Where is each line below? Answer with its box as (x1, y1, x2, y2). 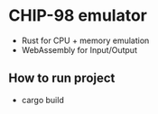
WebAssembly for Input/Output (21, 44, 137, 55)
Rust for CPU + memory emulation (21, 35, 150, 46)
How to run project (8, 71, 116, 86)
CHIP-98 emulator (8, 5, 148, 26)
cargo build (21, 94, 64, 105)
